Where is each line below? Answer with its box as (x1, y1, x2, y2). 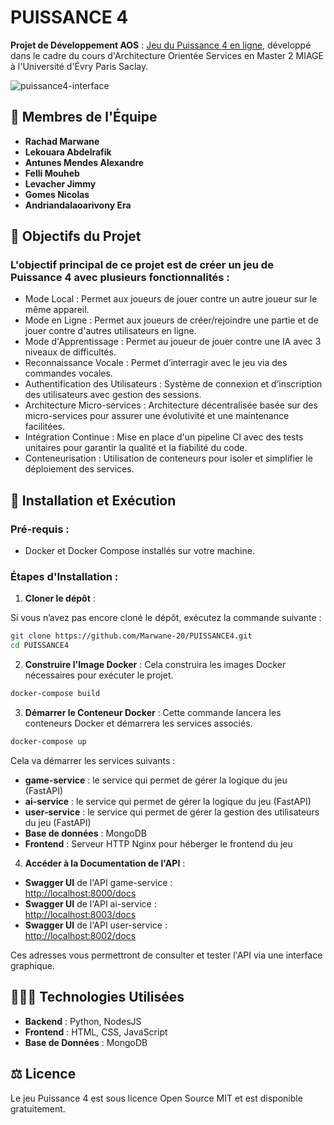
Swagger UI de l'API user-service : (24, 919, 168, 931)
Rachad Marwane (24, 135, 100, 147)
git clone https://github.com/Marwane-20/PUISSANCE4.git (10, 631, 253, 641)
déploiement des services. (24, 463, 135, 475)
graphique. (10, 959, 56, 971)
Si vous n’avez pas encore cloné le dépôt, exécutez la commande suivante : (10, 612, 322, 624)
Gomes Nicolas (24, 188, 90, 200)
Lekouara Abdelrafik (24, 146, 112, 158)
